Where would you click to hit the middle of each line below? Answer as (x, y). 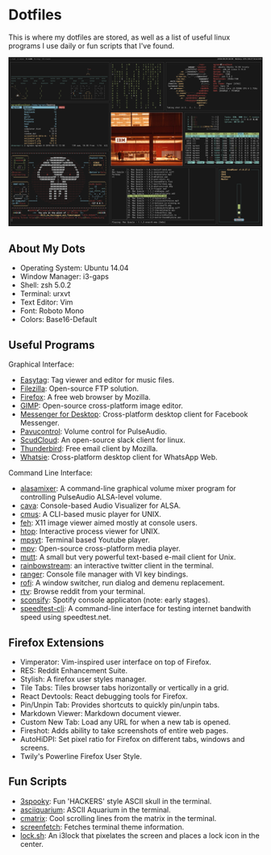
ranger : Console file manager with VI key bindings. (104, 574)
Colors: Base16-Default (58, 320)
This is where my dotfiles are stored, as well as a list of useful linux (119, 37)
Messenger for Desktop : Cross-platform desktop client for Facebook (134, 414)
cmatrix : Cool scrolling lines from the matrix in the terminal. (118, 818)
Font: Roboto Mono (52, 311)
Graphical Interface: (42, 364)
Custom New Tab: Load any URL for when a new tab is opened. (125, 722)
